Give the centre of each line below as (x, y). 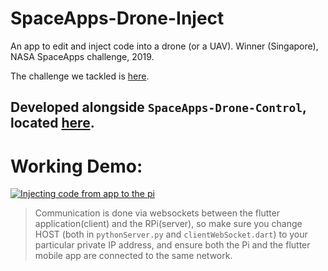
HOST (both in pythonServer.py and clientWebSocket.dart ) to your (171, 234)
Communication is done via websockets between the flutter (157, 213)
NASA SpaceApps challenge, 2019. (82, 56)
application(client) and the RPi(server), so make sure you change (168, 224)
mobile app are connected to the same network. (133, 256)
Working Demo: (76, 166)
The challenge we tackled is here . (80, 76)
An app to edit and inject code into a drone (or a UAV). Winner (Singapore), (164, 46)
